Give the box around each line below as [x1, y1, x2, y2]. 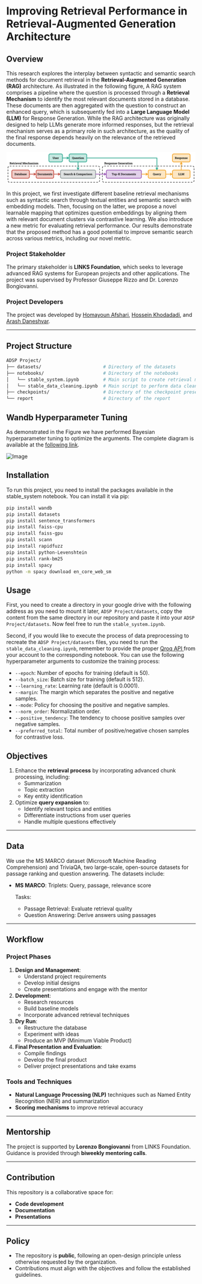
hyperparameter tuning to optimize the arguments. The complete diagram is [6, 435, 194, 442]
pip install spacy [6, 562, 52, 568]
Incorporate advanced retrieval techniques [23, 1011, 130, 1018]
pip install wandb [6, 505, 52, 511]
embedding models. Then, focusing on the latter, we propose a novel [6, 202, 177, 210]
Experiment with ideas [23, 1030, 79, 1038]
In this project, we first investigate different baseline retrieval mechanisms [6, 190, 189, 197]
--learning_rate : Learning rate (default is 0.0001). [14, 682, 139, 689]
